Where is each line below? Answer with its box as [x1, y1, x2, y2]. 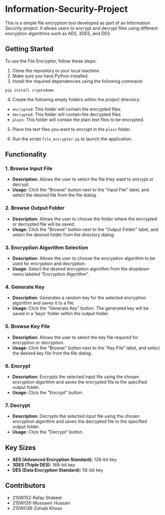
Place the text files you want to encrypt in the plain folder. [12, 126, 131, 132]
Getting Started [5, 45, 54, 53]
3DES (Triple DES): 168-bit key [12, 462, 76, 468]
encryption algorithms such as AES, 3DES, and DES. [5, 30, 111, 36]
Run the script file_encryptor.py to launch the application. [12, 135, 132, 142]
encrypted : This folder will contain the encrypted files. [12, 106, 122, 112]
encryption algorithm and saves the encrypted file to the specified [12, 379, 147, 385]
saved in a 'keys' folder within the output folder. [12, 311, 110, 317]
